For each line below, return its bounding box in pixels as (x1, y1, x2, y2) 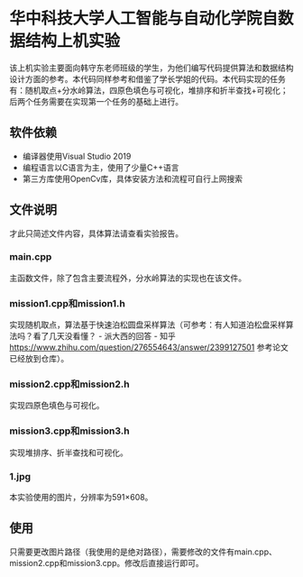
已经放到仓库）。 (9, 353, 69, 364)
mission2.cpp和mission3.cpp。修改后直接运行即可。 (9, 557, 205, 568)
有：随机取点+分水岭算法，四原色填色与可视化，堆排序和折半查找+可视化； (9, 85, 289, 96)
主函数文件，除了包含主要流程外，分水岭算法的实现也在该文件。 (9, 272, 246, 283)
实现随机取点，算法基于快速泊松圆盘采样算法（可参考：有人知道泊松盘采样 (9, 319, 286, 330)
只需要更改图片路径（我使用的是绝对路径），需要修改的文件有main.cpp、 (9, 546, 277, 557)
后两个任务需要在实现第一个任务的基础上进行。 (9, 96, 183, 106)
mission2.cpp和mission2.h (9, 378, 131, 390)
